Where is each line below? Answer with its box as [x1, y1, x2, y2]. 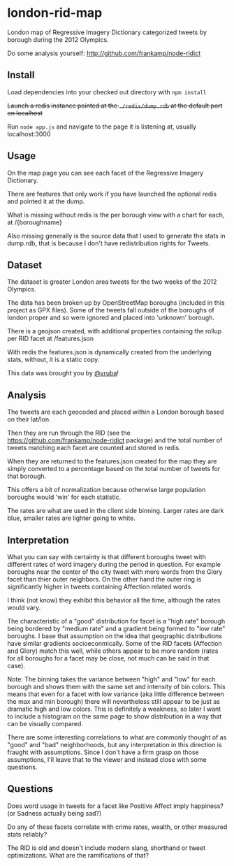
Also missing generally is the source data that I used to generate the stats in [7, 231, 226, 240]
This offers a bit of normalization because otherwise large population [7, 486, 206, 494]
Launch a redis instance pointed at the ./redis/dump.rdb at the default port [7, 101, 223, 110]
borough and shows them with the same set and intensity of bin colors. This [7, 683, 226, 691]
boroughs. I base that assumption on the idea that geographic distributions [7, 632, 222, 640]
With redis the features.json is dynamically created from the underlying [7, 348, 212, 356]
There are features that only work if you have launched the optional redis [7, 189, 217, 198]
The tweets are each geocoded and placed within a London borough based [7, 407, 224, 417]
